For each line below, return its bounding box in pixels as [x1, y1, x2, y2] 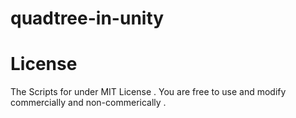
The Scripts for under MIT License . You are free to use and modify [10, 86, 287, 98]
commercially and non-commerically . [10, 97, 167, 109]
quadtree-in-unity [10, 7, 165, 30]
